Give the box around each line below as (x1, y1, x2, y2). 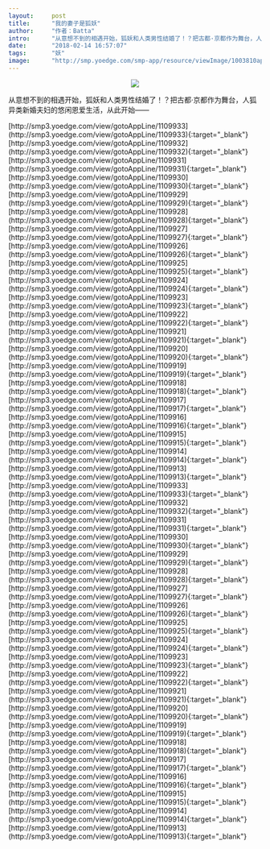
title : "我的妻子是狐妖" (8, 19, 101, 27)
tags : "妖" (8, 49, 66, 57)
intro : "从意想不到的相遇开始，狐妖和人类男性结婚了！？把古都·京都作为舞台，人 (8, 34, 263, 43)
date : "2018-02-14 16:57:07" (8, 42, 128, 50)
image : (8, 57, 31, 65)
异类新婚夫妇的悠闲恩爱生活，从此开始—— (8, 105, 149, 114)
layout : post (8, 11, 67, 20)
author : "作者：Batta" (8, 27, 95, 35)
